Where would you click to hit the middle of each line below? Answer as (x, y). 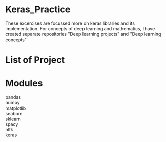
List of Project (35, 60)
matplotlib (16, 108)
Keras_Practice (38, 9)
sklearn (13, 119)
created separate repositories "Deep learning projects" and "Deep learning (83, 34)
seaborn (14, 114)
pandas (13, 97)
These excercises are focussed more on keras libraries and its (70, 23)
